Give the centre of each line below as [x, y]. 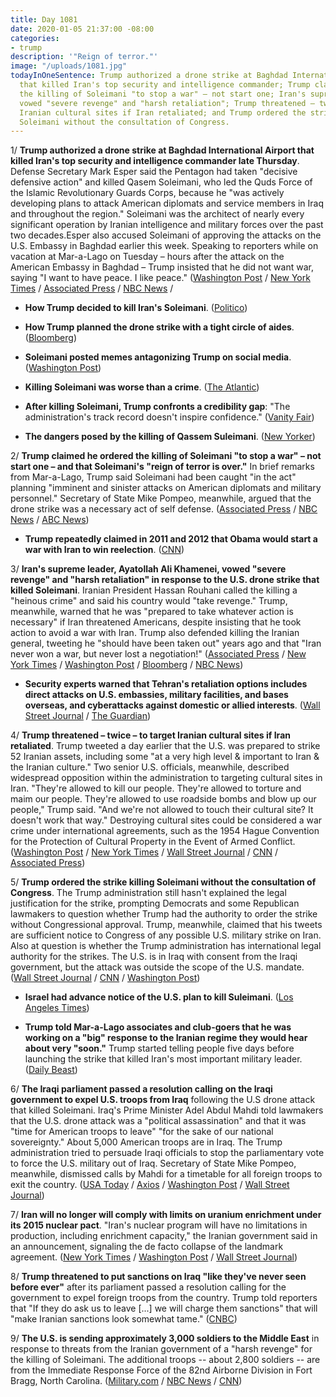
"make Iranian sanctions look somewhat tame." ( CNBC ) [124, 1319]
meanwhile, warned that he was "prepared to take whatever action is [152, 612]
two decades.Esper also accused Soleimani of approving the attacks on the [166, 235]
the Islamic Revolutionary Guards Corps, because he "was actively [147, 193]
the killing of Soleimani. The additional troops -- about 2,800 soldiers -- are [165, 1360]
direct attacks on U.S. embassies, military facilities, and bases [156, 695]
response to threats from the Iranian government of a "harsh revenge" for [161, 1349]
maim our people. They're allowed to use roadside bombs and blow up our [163, 799]
